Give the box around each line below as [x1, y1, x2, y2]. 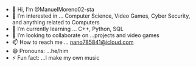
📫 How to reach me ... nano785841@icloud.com [12, 38, 134, 46]
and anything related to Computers [12, 19, 100, 26]
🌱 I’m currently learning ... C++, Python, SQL [12, 25, 124, 32]
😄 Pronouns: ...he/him [12, 48, 69, 54]
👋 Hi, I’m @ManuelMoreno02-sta [12, 6, 94, 13]
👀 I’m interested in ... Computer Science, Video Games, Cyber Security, [12, 12, 191, 19]
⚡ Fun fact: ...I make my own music [12, 54, 100, 61]
